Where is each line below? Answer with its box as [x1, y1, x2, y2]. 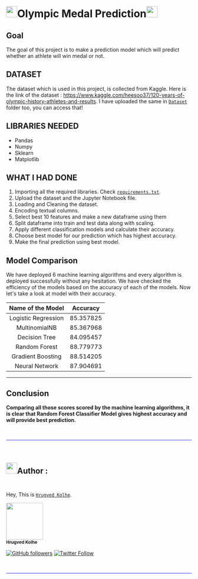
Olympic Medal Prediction [17, 7, 147, 21]
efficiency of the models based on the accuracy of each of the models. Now [6, 284, 191, 291]
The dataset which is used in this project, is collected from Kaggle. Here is [6, 85, 187, 92]
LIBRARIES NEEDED [6, 121, 79, 131]
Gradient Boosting [11, 352, 62, 361]
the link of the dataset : [6, 91, 62, 99]
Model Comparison [6, 256, 78, 266]
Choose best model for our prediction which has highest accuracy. [14, 232, 177, 239]
